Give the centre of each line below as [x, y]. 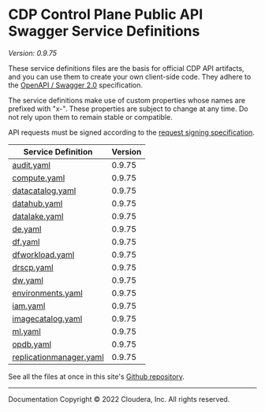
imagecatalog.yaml [47, 318]
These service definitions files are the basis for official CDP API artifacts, [126, 68]
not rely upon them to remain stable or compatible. [90, 117]
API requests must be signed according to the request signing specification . [131, 132]
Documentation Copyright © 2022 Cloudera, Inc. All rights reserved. [119, 399]
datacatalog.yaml [44, 191]
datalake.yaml [38, 216]
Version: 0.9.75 [33, 53]
